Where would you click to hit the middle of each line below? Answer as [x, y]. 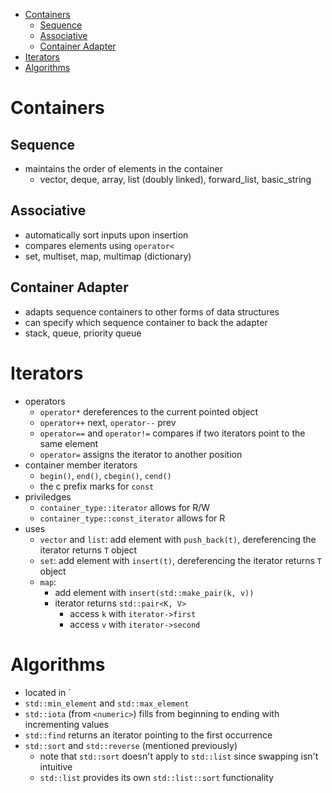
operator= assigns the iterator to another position [141, 454]
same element [69, 443]
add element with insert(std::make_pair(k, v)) [154, 592]
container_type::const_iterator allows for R [132, 518]
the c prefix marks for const [97, 486]
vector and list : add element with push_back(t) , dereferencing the [178, 539]
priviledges [48, 496]
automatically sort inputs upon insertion [106, 235]
